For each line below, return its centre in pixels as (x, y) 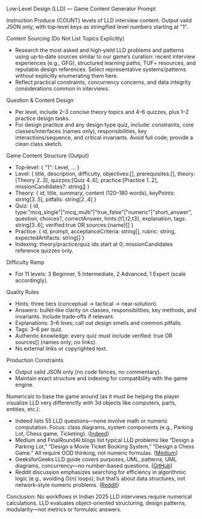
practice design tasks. (43, 118)
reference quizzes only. (44, 250)
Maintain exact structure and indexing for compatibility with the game (101, 378)
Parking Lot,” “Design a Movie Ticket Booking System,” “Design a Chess (105, 446)
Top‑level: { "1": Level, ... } (47, 167)
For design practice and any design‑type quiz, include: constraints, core (104, 125)
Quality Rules (23, 292)
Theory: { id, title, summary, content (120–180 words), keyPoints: (95, 193)
